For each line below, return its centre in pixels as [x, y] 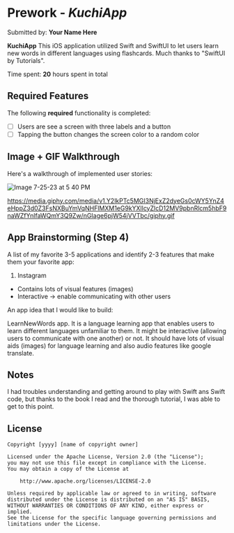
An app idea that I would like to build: [60, 309]
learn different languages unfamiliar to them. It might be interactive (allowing [117, 330]
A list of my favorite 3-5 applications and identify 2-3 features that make [111, 254]
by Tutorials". [26, 60]
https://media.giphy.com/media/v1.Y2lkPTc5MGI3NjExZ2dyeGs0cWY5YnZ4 [116, 200]
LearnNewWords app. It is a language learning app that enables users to [111, 323]
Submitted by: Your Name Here [52, 32]
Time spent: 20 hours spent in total [57, 74]
